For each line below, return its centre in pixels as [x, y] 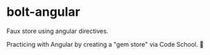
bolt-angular [43, 12]
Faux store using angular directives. [58, 31]
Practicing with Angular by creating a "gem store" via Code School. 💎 [105, 44]
